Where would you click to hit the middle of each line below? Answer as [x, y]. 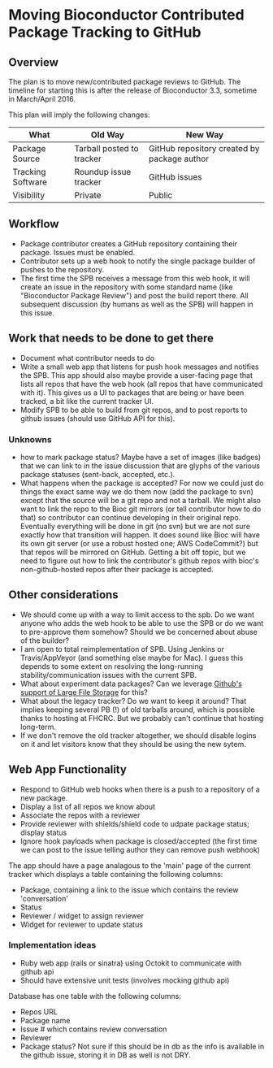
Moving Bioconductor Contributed [127, 15]
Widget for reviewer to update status [82, 924]
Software [30, 182]
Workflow [34, 224]
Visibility [29, 195]
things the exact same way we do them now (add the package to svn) [137, 491]
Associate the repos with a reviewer [80, 815]
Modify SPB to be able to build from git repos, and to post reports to [134, 410]
